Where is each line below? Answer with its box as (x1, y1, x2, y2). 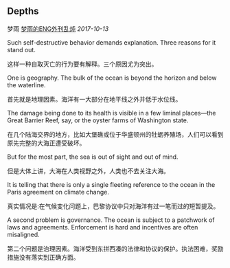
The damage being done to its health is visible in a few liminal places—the (7, 109, 216, 117)
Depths (7, 5, 39, 17)
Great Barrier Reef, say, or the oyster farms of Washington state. (7, 116, 189, 124)
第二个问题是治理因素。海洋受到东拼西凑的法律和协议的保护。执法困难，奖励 (7, 244, 224, 253)
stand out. (7, 45, 36, 54)
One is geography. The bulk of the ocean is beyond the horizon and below (7, 74, 217, 82)
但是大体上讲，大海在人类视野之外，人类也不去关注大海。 (7, 166, 170, 175)
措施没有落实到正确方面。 (7, 253, 80, 261)
